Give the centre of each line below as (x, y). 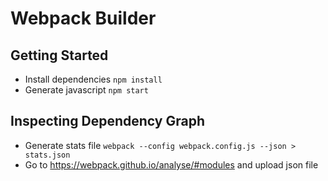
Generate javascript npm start (86, 90)
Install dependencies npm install (93, 79)
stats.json (47, 155)
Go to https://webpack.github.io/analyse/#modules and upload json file (171, 164)
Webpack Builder (83, 18)
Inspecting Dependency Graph (107, 121)
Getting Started (59, 55)
